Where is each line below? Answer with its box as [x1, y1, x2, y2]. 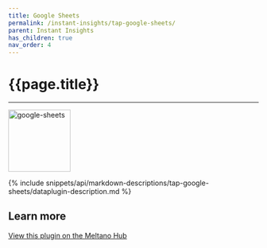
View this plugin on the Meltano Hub [8, 231, 127, 240]
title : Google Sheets [8, 11, 80, 20]
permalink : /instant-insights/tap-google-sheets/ [8, 19, 176, 27]
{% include [8, 178, 44, 188]
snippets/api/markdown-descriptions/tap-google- [45, 178, 209, 188]
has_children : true [8, 33, 73, 42]
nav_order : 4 [8, 41, 52, 49]
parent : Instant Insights [8, 26, 94, 34]
